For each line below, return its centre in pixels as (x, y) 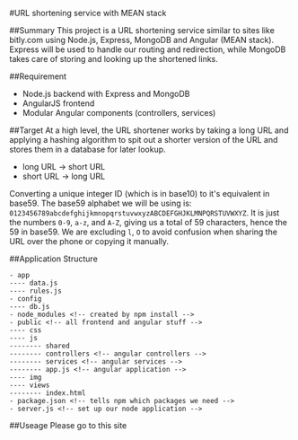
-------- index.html (48, 393)
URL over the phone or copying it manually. (89, 241)
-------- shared (39, 346)
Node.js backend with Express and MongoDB (106, 94)
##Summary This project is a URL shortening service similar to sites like (142, 30)
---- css (26, 330)
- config (26, 299)
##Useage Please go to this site (68, 425)
